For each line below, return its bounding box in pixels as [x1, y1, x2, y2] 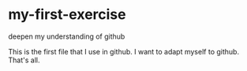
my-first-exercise [8, 6, 126, 24]
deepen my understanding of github [8, 32, 125, 41]
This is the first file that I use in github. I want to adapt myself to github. [8, 47, 239, 56]
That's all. [8, 55, 40, 65]
